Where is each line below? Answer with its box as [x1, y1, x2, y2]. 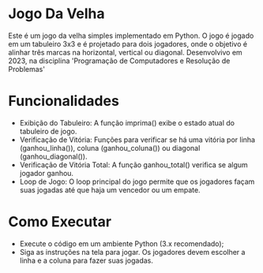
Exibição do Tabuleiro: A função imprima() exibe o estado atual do [19, 118, 235, 127]
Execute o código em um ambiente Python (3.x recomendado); [19, 238, 224, 249]
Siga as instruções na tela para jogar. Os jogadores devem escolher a [19, 247, 246, 256]
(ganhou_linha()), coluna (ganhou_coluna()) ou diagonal [19, 143, 201, 152]
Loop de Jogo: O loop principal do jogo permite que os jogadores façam [19, 177, 255, 186]
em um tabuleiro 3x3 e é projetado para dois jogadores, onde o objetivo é [8, 39, 247, 48]
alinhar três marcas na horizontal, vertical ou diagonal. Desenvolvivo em [8, 47, 242, 57]
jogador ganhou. [19, 168, 73, 178]
